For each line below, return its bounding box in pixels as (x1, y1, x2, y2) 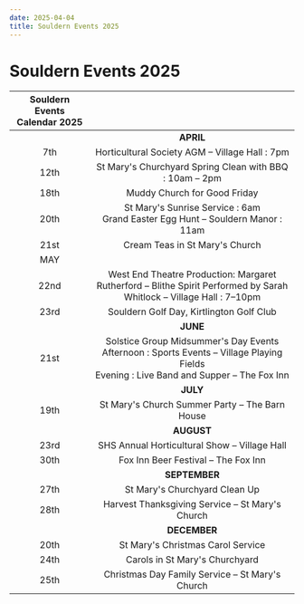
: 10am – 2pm (162, 172, 222, 185)
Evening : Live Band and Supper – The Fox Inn (94, 369, 290, 381)
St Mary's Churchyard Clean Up (125, 484, 261, 496)
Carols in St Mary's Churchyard (125, 553, 260, 566)
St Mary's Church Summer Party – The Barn (99, 398, 286, 411)
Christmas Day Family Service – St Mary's (103, 568, 281, 580)
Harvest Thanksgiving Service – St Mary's (102, 498, 282, 511)
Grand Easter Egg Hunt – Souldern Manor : (102, 213, 283, 225)
